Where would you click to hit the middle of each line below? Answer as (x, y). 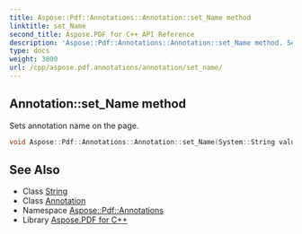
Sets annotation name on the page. (74, 126)
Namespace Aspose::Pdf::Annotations (93, 211)
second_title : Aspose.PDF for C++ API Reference (102, 34)
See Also (35, 170)
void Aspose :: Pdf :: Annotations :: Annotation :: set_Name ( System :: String (142, 142)
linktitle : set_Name (48, 26)
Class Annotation (54, 201)
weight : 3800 (34, 59)
